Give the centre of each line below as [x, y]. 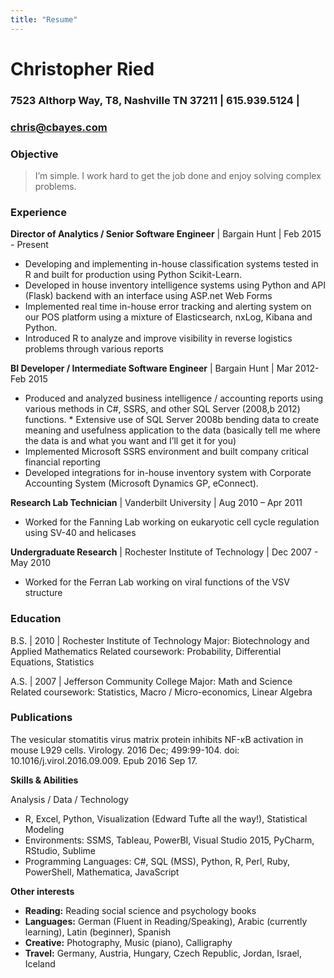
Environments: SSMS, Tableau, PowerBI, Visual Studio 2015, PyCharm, [169, 840]
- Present [29, 245]
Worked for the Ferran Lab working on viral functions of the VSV [157, 582]
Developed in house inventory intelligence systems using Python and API [175, 285]
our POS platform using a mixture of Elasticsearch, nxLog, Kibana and [168, 317]
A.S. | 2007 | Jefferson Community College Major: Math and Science [151, 681]
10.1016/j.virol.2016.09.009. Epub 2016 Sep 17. [104, 760]
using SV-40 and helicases [80, 533]
